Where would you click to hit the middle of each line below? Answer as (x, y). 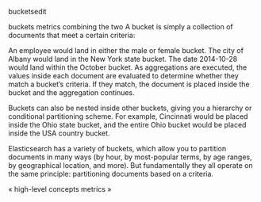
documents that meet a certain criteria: (72, 35)
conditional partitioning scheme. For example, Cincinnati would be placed (128, 116)
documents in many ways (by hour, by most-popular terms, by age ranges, (130, 157)
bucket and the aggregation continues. (71, 93)
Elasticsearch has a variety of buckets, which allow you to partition (117, 149)
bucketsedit (27, 11)
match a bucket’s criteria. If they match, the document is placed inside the (129, 84)
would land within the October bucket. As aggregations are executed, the (128, 67)
